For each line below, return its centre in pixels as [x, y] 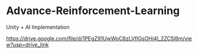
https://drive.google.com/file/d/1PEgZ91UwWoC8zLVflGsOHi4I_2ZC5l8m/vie [99, 38]
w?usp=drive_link [27, 45]
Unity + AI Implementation [38, 27]
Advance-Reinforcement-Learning [93, 11]
